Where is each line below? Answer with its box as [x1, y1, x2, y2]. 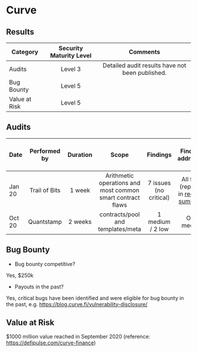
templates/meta [97, 225, 142, 233]
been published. [122, 69, 167, 77]
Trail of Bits [29, 186, 61, 194]
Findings [147, 151, 172, 159]
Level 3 [60, 65, 81, 73]
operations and [98, 179, 141, 187]
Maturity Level [50, 52, 92, 59]
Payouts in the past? [14, 283, 64, 290]
